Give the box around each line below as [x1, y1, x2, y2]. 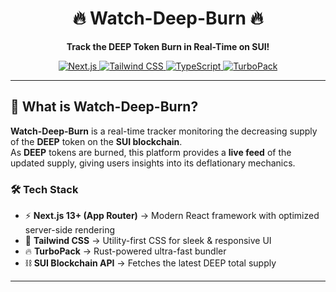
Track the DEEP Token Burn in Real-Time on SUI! [66, 40, 270, 52]
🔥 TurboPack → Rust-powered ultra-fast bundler [24, 245, 227, 257]
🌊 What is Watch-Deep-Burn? [10, 98, 199, 116]
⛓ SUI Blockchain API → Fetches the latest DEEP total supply [24, 257, 277, 269]
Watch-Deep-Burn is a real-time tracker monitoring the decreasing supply [10, 125, 318, 137]
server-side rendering [24, 224, 116, 236]
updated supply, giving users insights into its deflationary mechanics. [10, 157, 296, 169]
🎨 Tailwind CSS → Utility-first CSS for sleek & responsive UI [24, 235, 272, 247]
